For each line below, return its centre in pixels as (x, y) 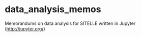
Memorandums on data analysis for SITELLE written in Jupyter (70, 23)
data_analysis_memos (53, 9)
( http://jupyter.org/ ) (25, 28)
